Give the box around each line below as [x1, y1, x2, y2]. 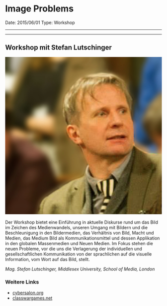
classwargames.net [12, 295, 53, 301]
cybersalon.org [12, 290, 44, 296]
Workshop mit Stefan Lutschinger [5, 43, 112, 52]
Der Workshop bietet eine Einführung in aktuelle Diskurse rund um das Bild [5, 219, 158, 225]
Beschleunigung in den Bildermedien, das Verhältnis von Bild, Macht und [5, 230, 154, 236]
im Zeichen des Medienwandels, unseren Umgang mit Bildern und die [5, 224, 148, 230]
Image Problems [5, 3, 74, 14]
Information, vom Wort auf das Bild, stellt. [5, 256, 90, 262]
